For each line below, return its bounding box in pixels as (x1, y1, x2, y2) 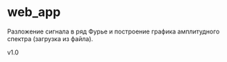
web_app (7, 4, 61, 20)
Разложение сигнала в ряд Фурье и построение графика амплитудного (7, 27, 220, 36)
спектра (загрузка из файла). (7, 34, 94, 42)
